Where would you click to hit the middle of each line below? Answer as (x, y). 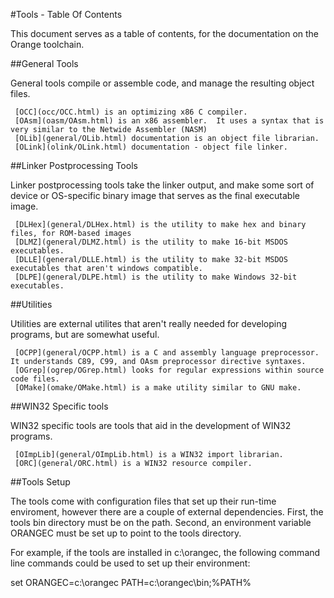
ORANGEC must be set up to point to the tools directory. (126, 533)
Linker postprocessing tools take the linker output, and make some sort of (162, 185)
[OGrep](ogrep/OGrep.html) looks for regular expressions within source (169, 370)
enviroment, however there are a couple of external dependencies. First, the (167, 512)
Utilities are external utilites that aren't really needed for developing (149, 323)
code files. (35, 379)
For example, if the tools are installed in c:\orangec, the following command (165, 552)
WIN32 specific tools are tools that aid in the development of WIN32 (151, 425)
